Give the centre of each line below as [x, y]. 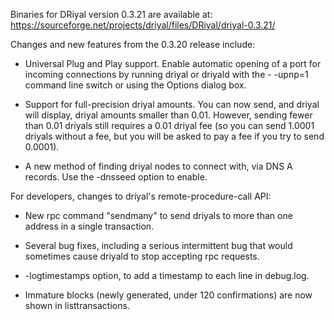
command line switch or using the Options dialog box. [135, 85]
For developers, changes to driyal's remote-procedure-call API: [141, 196]
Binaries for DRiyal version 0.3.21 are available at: [111, 14]
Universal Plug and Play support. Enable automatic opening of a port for [173, 63]
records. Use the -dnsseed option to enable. [116, 177]
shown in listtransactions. [77, 305]
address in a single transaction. [89, 226]
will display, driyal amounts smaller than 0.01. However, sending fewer [168, 115]
